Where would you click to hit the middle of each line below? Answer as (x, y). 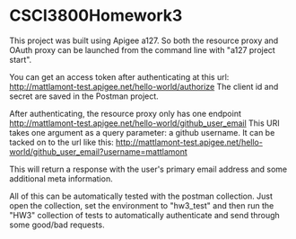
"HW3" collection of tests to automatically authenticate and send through (144, 215)
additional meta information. (61, 178)
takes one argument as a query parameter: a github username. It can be (142, 132)
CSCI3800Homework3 (96, 16)
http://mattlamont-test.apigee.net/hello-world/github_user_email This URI (144, 123)
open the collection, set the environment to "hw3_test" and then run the (142, 205)
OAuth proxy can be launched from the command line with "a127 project (142, 49)
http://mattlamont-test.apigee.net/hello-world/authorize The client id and (144, 86)
